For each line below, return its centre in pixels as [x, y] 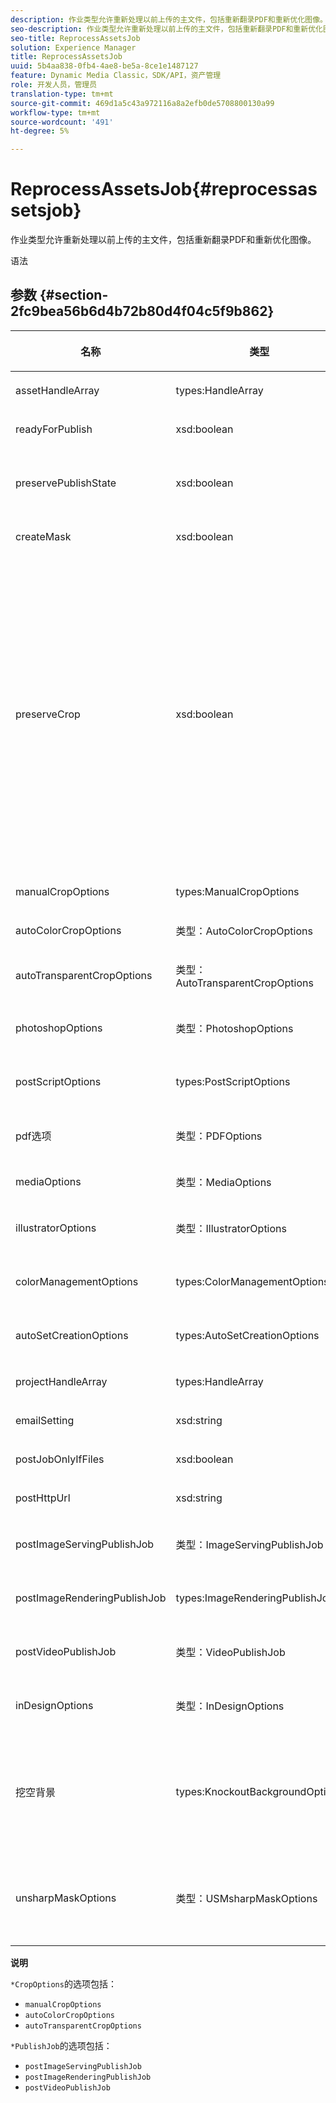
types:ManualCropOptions [237, 891]
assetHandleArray [57, 390]
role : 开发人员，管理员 [54, 85]
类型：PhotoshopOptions [234, 1028]
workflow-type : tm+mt [55, 112]
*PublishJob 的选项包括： [61, 2045]
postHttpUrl [43, 1498]
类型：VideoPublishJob [230, 1652]
